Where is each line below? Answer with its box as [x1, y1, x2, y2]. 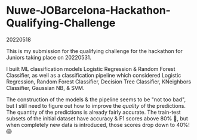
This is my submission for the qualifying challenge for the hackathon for [6, 47, 183, 54]
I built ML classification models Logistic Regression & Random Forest [6, 65, 176, 72]
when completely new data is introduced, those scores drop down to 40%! [6, 121, 190, 128]
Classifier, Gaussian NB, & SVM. [6, 84, 85, 91]
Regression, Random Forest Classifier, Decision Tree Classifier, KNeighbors [6, 78, 192, 85]
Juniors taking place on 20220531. [6, 54, 91, 61]
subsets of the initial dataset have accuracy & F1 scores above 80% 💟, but [6, 114, 188, 122]
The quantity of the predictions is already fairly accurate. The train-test [6, 108, 181, 116]
